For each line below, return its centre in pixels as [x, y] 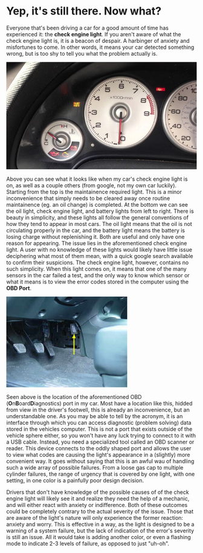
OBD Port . [19, 288]
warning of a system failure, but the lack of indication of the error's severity [100, 531]
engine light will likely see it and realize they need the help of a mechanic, [98, 498]
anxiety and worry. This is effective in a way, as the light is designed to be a [100, 524]
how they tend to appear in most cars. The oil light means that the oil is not [99, 224]
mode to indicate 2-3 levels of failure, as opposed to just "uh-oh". [88, 543]
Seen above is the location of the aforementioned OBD [74, 396]
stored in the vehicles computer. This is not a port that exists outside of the [99, 429]
